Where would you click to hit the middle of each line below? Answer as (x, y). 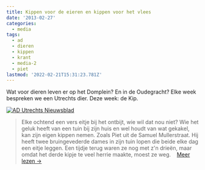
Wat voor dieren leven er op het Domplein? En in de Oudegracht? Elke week (101, 92)
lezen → (31, 161)
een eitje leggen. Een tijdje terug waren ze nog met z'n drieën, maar (106, 148)
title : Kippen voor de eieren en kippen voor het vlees (79, 12)
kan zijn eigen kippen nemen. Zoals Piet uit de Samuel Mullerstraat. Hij (110, 135)
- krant (22, 57)
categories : (21, 23)
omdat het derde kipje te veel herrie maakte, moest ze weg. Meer (106, 155)
